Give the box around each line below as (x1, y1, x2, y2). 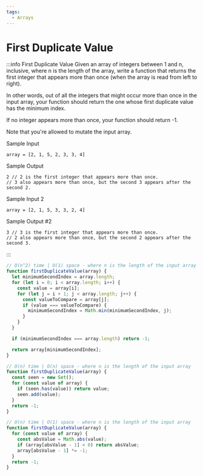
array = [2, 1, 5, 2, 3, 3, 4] (6, 152, 85, 158)
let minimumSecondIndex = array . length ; (12, 274, 115, 280)
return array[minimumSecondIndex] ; (12, 347, 102, 353)
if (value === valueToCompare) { (22, 302, 107, 308)
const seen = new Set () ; (12, 375, 75, 381)
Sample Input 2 (6, 195, 44, 203)
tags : (6, 8, 20, 15)
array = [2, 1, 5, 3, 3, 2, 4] (6, 207, 85, 213)
